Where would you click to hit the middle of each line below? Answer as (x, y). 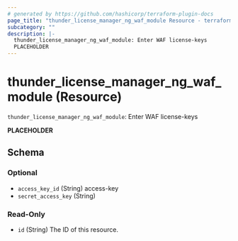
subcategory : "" (31, 27)
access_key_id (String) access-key (68, 188)
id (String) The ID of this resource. (68, 229)
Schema (26, 153)
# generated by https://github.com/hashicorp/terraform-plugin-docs (110, 14)
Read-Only (27, 214)
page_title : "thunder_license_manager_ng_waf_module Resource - (104, 21)
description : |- (31, 34)
